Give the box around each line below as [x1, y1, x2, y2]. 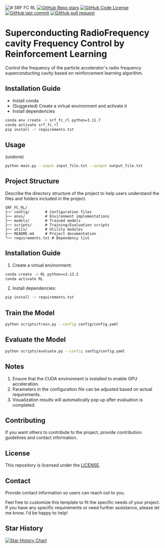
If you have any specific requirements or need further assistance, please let [5, 504, 160, 510]
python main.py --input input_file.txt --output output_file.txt [5, 164, 143, 169]
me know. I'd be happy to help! [5, 510, 68, 516]
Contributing [5, 416, 46, 425]
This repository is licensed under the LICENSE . [5, 462, 101, 468]
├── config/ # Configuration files [5, 209, 92, 214]
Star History [5, 524, 44, 533]
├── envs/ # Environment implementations [5, 214, 110, 219]
